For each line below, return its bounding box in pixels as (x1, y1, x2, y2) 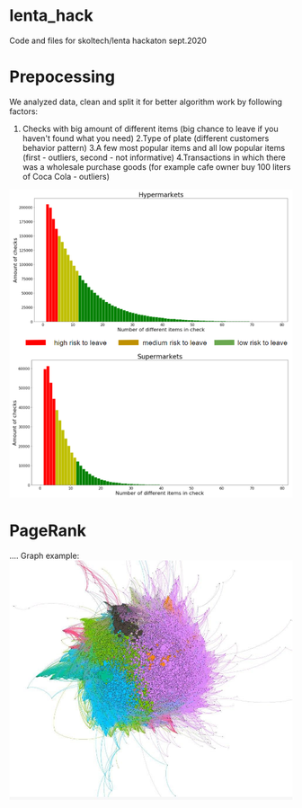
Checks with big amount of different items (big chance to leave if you (22, 123, 279, 134)
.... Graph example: (9, 550, 80, 561)
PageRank (9, 520, 87, 541)
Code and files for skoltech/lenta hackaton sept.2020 (9, 35, 207, 46)
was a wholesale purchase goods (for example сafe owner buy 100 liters (22, 161, 291, 172)
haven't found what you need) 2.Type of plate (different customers (22, 132, 270, 144)
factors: (9, 105, 39, 117)
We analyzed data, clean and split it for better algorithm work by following (9, 96, 283, 107)
